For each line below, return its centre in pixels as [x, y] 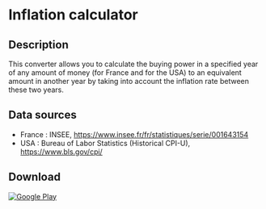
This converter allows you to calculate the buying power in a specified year [133, 64]
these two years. [36, 90]
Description [38, 45]
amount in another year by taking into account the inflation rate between [129, 81]
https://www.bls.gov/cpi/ [61, 152]
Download [34, 177]
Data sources [42, 115]
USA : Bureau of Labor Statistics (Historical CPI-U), [105, 143]
